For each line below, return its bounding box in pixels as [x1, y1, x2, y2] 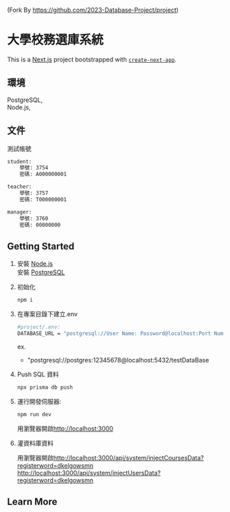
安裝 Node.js [16, 260, 54, 268]
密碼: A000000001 [19, 171, 67, 178]
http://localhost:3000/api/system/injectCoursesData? [53, 453, 204, 462]
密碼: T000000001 [19, 196, 67, 203]
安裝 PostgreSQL [16, 268, 65, 276]
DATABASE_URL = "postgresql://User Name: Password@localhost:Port [16, 330, 211, 337]
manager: [7, 208, 32, 216]
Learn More [7, 496, 58, 508]
